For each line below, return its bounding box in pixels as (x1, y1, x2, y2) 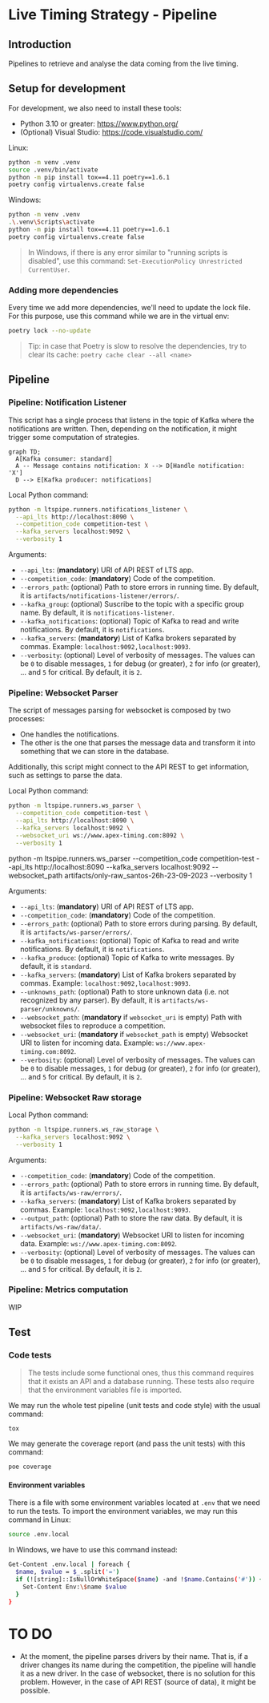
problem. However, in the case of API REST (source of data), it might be (19, 1677, 256, 1686)
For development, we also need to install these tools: (8, 103, 183, 113)
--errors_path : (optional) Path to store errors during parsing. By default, (19, 918, 259, 928)
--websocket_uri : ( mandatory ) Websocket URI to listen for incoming (19, 1230, 245, 1240)
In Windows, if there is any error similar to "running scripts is (27, 247, 228, 257)
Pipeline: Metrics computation (8, 1284, 129, 1295)
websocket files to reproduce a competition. (19, 1020, 166, 1031)
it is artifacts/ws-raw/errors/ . (19, 1188, 122, 1197)
